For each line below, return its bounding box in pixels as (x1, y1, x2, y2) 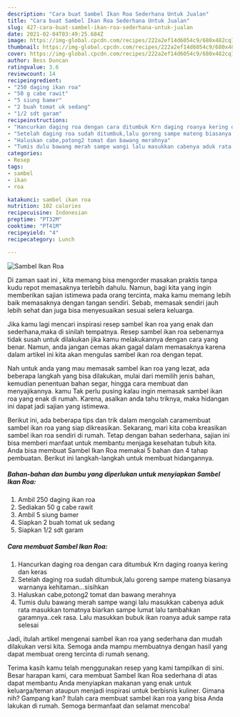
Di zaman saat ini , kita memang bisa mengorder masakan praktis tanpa (7, 276, 218, 284)
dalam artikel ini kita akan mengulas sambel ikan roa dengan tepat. (7, 350, 204, 358)
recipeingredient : (7, 76, 62, 84)
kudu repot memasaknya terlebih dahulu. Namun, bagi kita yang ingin (7, 283, 212, 291)
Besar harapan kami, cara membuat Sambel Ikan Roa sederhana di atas (7, 671, 218, 680)
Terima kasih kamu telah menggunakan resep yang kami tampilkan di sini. (7, 663, 224, 672)
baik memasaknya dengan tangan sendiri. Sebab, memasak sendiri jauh (7, 298, 219, 307)
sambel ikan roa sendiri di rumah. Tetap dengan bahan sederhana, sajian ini (7, 431, 230, 439)
